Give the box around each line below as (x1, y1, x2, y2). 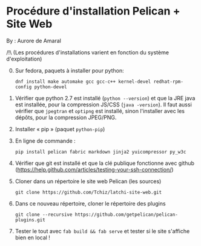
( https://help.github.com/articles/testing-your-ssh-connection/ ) (15, 166, 174, 173)
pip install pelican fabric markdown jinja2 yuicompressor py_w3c (15, 149, 186, 155)
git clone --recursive (15, 212, 73, 218)
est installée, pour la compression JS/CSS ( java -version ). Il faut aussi (15, 101, 192, 108)
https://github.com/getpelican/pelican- (74, 212, 179, 218)
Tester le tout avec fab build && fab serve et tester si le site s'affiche (15, 227, 190, 235)
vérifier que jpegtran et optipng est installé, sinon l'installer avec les (15, 107, 185, 114)
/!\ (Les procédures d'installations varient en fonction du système (6, 48, 170, 56)
